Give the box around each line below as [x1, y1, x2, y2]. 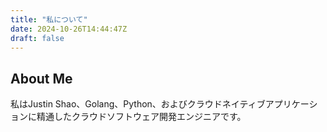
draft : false [10, 33, 65, 43]
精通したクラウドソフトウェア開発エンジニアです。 [36, 111, 247, 123]
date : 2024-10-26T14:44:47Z [10, 24, 128, 34]
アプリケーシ [264, 98, 318, 110]
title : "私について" [10, 14, 88, 25]
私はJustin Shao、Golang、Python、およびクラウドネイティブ [10, 98, 266, 110]
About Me [10, 70, 73, 87]
